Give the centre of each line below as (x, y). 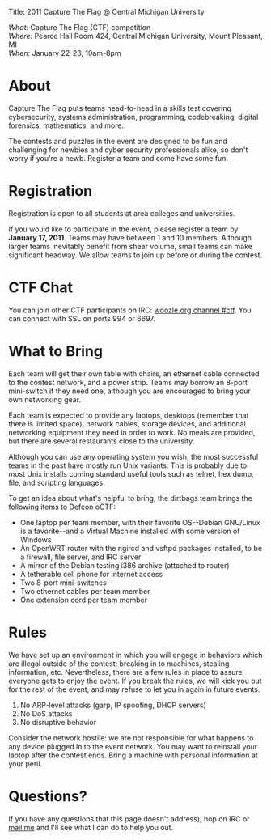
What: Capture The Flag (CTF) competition (80, 27)
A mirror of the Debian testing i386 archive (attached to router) (125, 565)
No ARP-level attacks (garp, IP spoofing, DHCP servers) (113, 705)
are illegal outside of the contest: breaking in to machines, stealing (119, 664)
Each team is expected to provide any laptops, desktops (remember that (129, 415)
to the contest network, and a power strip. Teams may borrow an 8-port (128, 382)
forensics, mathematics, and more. (66, 125)
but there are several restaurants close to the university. (102, 441)
